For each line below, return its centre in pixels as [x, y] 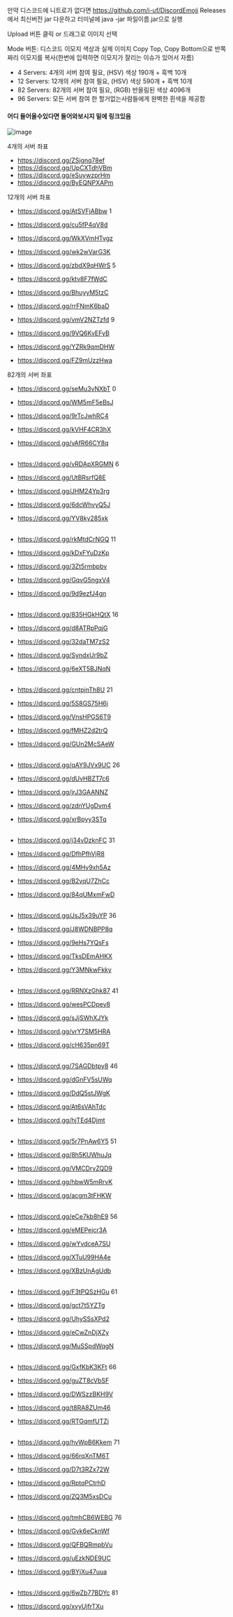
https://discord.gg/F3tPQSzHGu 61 [67, 1292]
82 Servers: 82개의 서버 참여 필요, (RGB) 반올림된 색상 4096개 [104, 90]
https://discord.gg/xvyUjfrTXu [60, 1606]
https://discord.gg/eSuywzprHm [64, 175]
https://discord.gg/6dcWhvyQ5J [64, 505]
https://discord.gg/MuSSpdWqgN [65, 1346]
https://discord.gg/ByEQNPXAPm [65, 183]
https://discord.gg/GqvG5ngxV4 [63, 580]
